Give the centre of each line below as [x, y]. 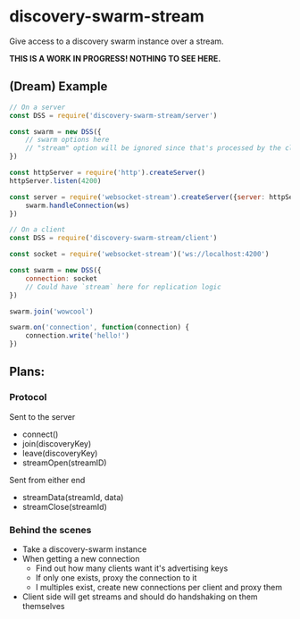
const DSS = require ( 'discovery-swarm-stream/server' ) [113, 115]
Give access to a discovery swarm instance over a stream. [117, 41]
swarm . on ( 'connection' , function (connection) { [100, 328]
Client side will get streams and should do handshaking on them [140, 597]
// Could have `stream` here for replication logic [123, 287]
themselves [43, 606]
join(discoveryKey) [57, 443]
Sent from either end [47, 480]
